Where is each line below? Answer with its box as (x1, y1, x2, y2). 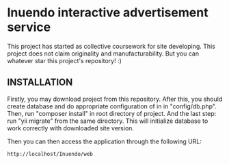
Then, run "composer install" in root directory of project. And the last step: (7, 109, 217, 117)
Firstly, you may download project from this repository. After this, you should (7, 95, 223, 103)
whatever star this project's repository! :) (7, 56, 122, 65)
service (7, 19, 51, 35)
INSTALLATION (7, 77, 73, 89)
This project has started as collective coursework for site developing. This (7, 42, 215, 50)
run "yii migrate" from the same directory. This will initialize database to (7, 117, 208, 125)
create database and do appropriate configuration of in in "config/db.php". (7, 102, 217, 110)
